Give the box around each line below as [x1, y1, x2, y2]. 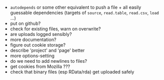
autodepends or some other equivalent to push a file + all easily [10, 5, 142, 10]
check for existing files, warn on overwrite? [10, 26, 101, 32]
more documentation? [10, 36, 57, 43]
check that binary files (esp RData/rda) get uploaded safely [10, 69, 134, 75]
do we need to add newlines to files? [10, 58, 88, 64]
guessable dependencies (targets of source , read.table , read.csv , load [10, 10, 159, 16]
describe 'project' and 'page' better [10, 48, 85, 53]
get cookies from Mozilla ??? [10, 63, 70, 69]
